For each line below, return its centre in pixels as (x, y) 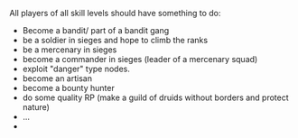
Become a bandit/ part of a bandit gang (96, 30)
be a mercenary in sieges (70, 50)
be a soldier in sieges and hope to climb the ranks (115, 40)
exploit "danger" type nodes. (76, 69)
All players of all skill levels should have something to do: (115, 13)
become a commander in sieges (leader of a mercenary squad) (140, 59)
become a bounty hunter (68, 88)
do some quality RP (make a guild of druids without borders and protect (155, 97)
